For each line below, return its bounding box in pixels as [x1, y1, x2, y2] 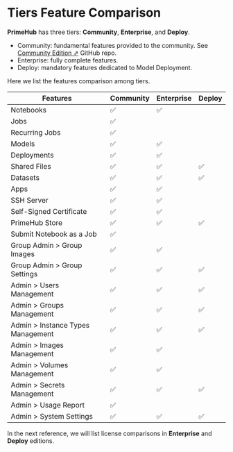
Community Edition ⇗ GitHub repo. [17, 49, 116, 57]
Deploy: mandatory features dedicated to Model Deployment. [17, 63, 193, 72]
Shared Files [10, 161, 51, 171]
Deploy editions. [7, 436, 54, 445]
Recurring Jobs [10, 127, 61, 137]
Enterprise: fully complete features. [17, 56, 119, 64]
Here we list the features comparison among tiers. [7, 76, 150, 85]
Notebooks [10, 105, 47, 115]
